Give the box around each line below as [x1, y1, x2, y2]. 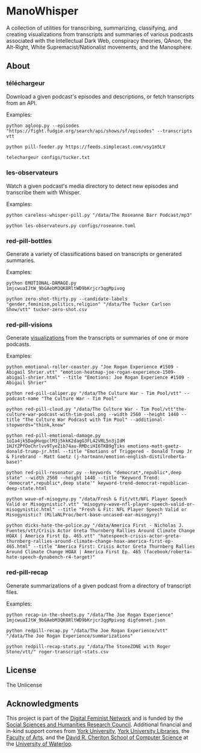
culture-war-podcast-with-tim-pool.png [6, 412, 107, 418]
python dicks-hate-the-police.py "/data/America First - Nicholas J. [6, 522, 185, 529]
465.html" [6, 543, 31, 550]
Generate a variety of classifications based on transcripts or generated [6, 251, 182, 258]
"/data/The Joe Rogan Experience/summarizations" [6, 633, 134, 639]
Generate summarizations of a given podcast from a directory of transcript [6, 582, 191, 589]
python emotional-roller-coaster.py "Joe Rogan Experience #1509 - [6, 364, 179, 370]
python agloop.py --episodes [6, 123, 79, 129]
